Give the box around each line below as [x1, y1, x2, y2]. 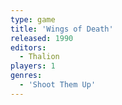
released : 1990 [10, 33, 74, 43]
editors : [10, 42, 47, 53]
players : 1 [10, 61, 56, 71]
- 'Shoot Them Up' [19, 80, 97, 90]
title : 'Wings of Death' [10, 24, 114, 34]
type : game [10, 14, 56, 25]
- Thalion [19, 52, 60, 62]
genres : [10, 71, 43, 81]
